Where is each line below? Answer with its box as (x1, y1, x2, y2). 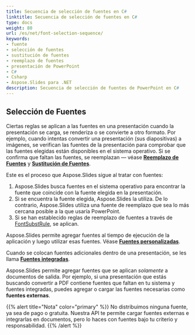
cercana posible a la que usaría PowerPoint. (14, 207, 121, 215)
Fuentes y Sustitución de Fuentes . (6, 160, 91, 167)
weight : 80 (6, 25, 33, 31)
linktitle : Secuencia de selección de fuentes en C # (6, 14, 138, 20)
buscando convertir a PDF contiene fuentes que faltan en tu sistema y (6, 279, 175, 286)
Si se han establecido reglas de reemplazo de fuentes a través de (14, 214, 173, 221)
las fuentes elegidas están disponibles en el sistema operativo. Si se (6, 148, 171, 155)
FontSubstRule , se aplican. (14, 220, 79, 227)
